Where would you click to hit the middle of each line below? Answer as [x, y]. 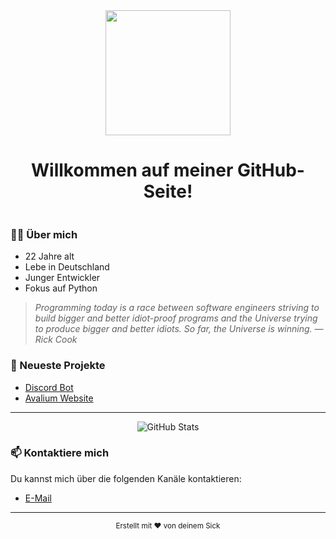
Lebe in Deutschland [67, 267]
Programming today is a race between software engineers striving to [177, 308]
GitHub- [270, 170]
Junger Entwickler [62, 278]
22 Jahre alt [49, 256]
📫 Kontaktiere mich [60, 453]
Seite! [168, 191]
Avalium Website [59, 398]
